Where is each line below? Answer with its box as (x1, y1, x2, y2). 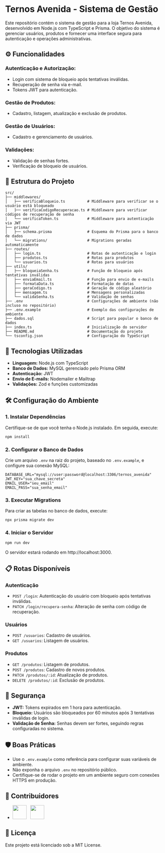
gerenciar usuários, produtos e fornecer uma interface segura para (5, 30, 142, 36)
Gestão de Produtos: (5, 99, 56, 106)
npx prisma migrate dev (5, 517, 55, 522)
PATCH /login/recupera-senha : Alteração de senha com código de (12, 604, 147, 610)
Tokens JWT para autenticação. (12, 87, 78, 93)
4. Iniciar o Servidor (5, 529, 54, 536)
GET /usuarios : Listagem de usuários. (12, 638, 89, 644)
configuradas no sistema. (12, 726, 64, 732)
